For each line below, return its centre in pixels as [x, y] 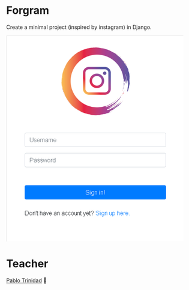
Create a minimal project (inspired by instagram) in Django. [79, 27]
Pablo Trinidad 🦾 [26, 280]
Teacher [27, 264]
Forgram [28, 11]
